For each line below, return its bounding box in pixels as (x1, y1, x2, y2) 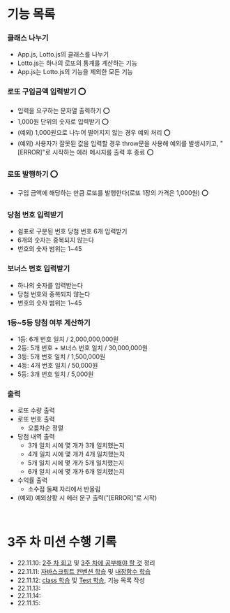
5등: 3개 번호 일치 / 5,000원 (17, 370, 94, 378)
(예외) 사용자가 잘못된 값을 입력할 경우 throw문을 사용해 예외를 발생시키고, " (17, 139, 223, 147)
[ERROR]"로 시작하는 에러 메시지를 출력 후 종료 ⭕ (17, 147, 154, 156)
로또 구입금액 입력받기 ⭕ (7, 87, 86, 96)
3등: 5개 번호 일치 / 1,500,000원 (17, 352, 106, 361)
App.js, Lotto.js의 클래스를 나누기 (17, 50, 109, 59)
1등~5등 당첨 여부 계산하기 (7, 317, 91, 327)
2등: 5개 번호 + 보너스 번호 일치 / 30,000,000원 (17, 343, 148, 352)
